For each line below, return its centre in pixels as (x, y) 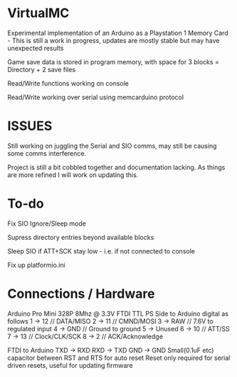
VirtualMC (38, 13)
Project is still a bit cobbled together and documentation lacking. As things (116, 167)
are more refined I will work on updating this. (73, 175)
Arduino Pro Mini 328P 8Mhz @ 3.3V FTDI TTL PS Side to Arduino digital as (118, 313)
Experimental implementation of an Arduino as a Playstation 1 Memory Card (118, 33)
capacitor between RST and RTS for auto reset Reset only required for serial (119, 358)
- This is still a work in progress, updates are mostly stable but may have (114, 40)
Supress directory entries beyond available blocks (81, 237)
